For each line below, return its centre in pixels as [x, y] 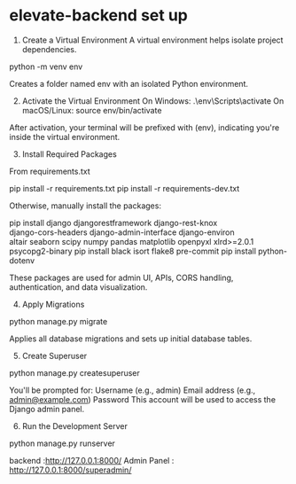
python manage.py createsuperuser [74, 372]
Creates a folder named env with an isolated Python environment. [129, 83]
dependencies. [49, 49]
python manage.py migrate [58, 321]
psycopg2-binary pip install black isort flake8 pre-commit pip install [133, 251]
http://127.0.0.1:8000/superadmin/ [70, 470]
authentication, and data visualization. [78, 287]
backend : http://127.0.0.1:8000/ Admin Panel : [92, 460]
